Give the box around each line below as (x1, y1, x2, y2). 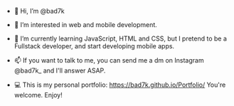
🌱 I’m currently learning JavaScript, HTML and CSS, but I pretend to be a (14, 34, 228, 43)
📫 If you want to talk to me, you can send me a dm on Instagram (14, 56, 204, 64)
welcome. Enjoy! (14, 91, 63, 99)
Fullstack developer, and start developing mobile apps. (14, 42, 175, 50)
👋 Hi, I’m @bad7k (14, 7, 65, 15)
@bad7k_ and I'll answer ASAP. (14, 66, 106, 75)
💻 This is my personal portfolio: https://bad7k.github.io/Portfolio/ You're (14, 80, 226, 89)
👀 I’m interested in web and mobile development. (14, 21, 158, 28)
